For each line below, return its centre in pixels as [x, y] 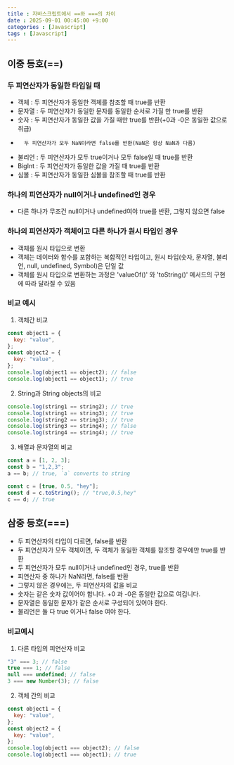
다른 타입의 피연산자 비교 [51, 648]
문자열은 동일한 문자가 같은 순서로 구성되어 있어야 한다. [92, 603]
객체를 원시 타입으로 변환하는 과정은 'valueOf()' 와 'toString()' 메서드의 [115, 274]
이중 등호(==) [35, 64]
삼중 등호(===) [38, 523]
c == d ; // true [31, 499]
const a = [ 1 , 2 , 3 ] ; [39, 461]
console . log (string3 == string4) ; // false [72, 426]
